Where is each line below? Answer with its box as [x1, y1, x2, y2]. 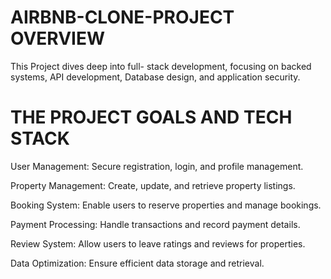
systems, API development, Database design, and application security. [10, 71, 301, 83]
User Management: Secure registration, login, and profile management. [10, 160, 304, 172]
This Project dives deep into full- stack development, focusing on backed [10, 60, 312, 72]
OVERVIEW [10, 27, 106, 50]
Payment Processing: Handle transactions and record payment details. [10, 218, 301, 230]
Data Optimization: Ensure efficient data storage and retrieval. [10, 257, 265, 269]
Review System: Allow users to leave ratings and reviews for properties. [10, 237, 306, 250]
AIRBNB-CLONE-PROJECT [10, 6, 235, 29]
